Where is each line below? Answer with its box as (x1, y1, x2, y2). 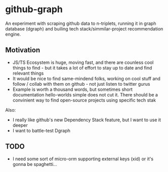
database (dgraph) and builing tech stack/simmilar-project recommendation (5, 25, 163, 31)
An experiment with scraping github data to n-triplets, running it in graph (5, 20, 156, 26)
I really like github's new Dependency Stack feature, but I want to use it (12, 117, 161, 123)
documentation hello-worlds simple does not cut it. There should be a (12, 91, 158, 97)
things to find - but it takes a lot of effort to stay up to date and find (12, 64, 152, 71)
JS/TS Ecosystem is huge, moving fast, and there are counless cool (12, 59, 154, 65)
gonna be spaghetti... (12, 161, 57, 167)
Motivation (5, 46, 40, 54)
